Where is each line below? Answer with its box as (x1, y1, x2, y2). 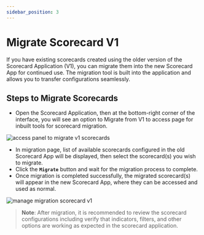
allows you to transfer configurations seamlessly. (6, 75, 131, 83)
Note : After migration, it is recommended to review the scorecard (21, 209, 187, 217)
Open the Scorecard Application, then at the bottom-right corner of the (15, 109, 195, 117)
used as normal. (15, 185, 57, 193)
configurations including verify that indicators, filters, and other (21, 215, 182, 223)
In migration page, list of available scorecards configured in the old (15, 146, 185, 153)
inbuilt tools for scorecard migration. (15, 122, 108, 129)
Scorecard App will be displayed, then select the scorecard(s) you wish (15, 153, 196, 160)
